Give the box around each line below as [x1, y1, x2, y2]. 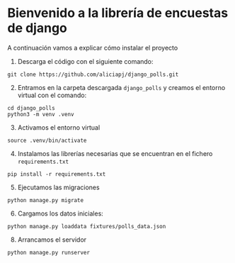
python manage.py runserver [7, 249, 91, 256]
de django [7, 20, 67, 36]
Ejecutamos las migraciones [17, 183, 101, 191]
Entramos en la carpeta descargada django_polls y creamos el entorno [17, 83, 226, 91]
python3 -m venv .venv [7, 111, 74, 118]
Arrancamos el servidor [17, 235, 87, 244]
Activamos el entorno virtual [17, 123, 101, 132]
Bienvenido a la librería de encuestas [7, 5, 229, 21]
